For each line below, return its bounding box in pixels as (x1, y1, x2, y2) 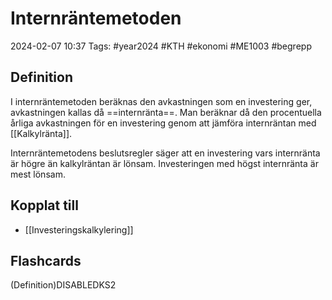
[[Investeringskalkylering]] (24, 223, 134, 236)
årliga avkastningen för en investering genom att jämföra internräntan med (10, 117, 317, 129)
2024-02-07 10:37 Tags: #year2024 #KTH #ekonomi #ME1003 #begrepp (10, 40, 312, 52)
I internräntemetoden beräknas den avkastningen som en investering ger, (10, 95, 313, 107)
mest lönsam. (10, 168, 66, 180)
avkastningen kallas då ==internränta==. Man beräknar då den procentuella (10, 106, 322, 118)
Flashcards (10, 252, 82, 269)
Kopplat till (10, 197, 79, 214)
